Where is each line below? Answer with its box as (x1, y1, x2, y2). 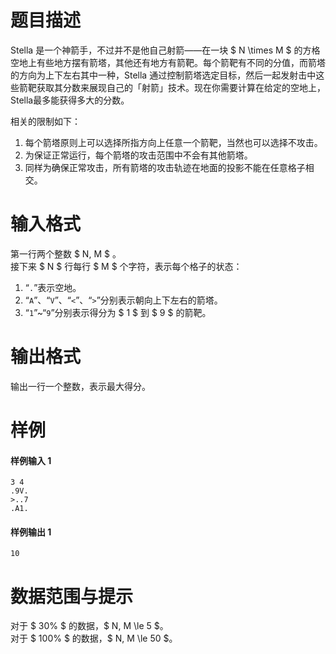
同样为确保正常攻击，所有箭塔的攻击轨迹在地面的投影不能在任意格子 (24, 161, 306, 173)
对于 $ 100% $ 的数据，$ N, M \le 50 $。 (10, 632, 178, 645)
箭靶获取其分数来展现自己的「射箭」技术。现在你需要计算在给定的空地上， (18, 81, 326, 93)
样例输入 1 (10, 454, 52, 466)
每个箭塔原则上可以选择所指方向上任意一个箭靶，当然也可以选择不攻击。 (24, 136, 323, 148)
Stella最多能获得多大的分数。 (10, 94, 130, 106)
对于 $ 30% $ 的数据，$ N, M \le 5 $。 (10, 620, 169, 632)
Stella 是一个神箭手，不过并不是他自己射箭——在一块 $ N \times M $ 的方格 (10, 44, 321, 56)
